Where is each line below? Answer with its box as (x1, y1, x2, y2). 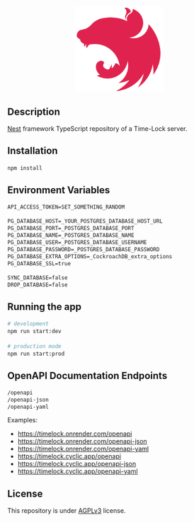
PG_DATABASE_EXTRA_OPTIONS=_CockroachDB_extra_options (7, 253, 173, 260)
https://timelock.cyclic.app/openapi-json (17, 460, 137, 468)
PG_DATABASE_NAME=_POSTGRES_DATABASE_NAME (7, 232, 135, 239)
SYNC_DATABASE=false (7, 274, 69, 282)
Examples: (7, 416, 38, 424)
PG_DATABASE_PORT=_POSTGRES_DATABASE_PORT (7, 225, 135, 232)
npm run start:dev (7, 328, 62, 335)
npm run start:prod (7, 350, 65, 357)
